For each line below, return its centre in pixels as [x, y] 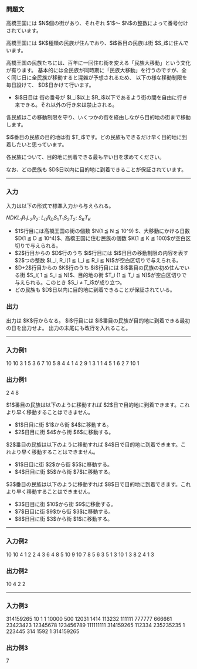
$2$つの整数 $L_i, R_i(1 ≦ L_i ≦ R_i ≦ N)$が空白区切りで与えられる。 [98, 261]
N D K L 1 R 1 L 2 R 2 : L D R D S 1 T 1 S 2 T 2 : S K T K [48, 218]
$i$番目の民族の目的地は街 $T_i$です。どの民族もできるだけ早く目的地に [94, 137]
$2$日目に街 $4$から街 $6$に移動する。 [64, 432]
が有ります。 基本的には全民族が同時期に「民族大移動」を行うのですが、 [94, 70]
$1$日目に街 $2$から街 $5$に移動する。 [64, 465]
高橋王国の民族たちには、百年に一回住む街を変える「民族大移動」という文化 [98, 63]
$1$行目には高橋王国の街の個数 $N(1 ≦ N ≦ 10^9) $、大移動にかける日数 [102, 231]
